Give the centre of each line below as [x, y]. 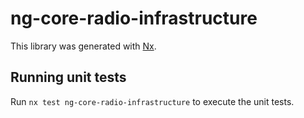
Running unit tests [68, 77]
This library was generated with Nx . [83, 46]
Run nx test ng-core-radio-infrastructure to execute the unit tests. [152, 101]
